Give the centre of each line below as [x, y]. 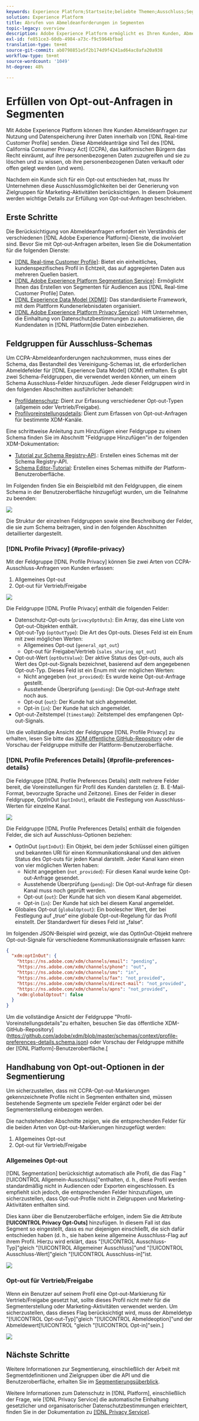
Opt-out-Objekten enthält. [46, 626]
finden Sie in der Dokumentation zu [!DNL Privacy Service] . [78, 1412]
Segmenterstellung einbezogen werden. [55, 1109]
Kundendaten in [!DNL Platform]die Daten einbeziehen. [82, 325]
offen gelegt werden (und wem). [45, 168]
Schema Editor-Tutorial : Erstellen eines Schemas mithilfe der [88, 468]
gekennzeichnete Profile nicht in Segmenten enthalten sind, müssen [89, 1097]
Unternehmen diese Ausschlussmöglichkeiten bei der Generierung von [92, 186]
